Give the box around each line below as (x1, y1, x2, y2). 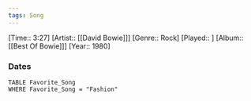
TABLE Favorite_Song (8, 78, 77, 86)
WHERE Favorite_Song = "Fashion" (8, 85, 118, 93)
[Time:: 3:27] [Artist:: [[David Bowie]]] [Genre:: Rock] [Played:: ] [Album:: (8, 33, 244, 42)
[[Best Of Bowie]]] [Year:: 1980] (8, 41, 111, 51)
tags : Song (8, 11, 44, 20)
